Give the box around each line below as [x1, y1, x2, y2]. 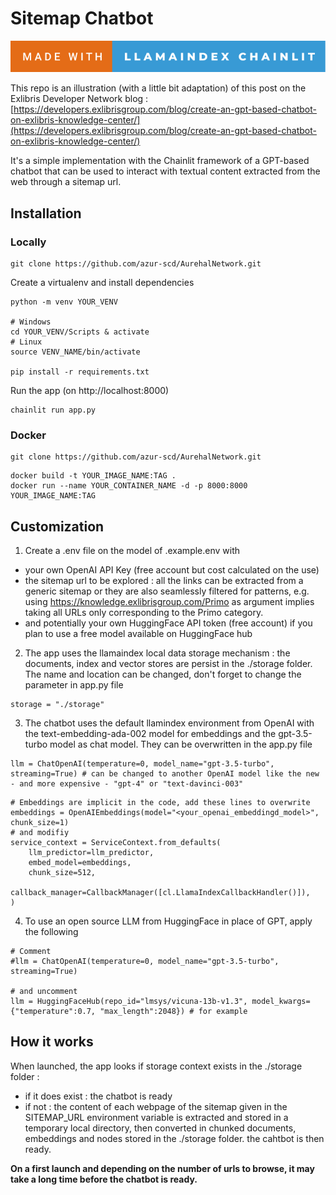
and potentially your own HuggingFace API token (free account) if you [24, 617, 313, 629]
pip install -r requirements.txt [10, 367, 150, 377]
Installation [10, 205, 82, 222]
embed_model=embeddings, [28, 857, 132, 867]
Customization [10, 518, 105, 535]
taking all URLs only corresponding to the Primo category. [24, 606, 264, 618]
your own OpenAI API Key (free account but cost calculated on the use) [24, 563, 320, 576]
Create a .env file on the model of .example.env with [24, 544, 241, 556]
